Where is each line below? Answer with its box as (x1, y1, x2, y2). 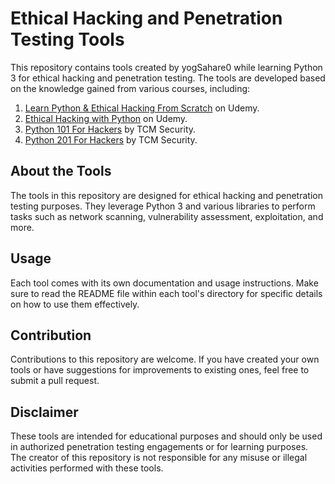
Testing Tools (10, 28, 125, 51)
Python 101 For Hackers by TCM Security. (24, 123, 197, 135)
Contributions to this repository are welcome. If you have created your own (10, 353, 320, 366)
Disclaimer (10, 403, 79, 421)
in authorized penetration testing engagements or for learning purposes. (10, 441, 309, 453)
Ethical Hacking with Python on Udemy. (24, 112, 188, 124)
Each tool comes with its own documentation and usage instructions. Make (10, 277, 319, 289)
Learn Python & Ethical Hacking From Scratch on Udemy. (24, 102, 260, 114)
